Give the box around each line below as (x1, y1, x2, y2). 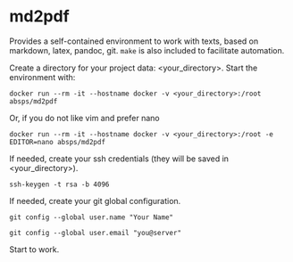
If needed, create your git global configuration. (9, 195, 181, 206)
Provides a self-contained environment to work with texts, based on (9, 36, 259, 46)
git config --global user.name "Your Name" (9, 212, 174, 222)
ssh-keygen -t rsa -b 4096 (9, 180, 110, 189)
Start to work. (9, 243, 60, 255)
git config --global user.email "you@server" (9, 228, 181, 237)
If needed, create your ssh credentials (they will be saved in (9, 153, 230, 164)
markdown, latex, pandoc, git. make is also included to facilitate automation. (9, 45, 285, 55)
